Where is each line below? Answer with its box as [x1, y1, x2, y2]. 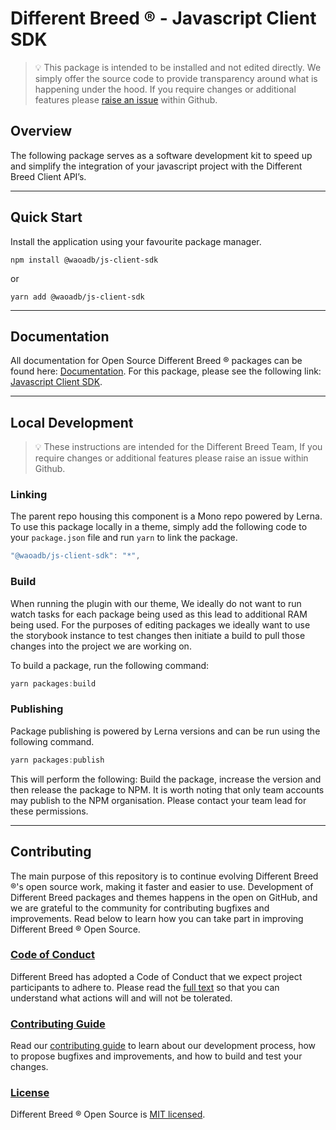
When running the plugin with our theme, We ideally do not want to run [10, 597, 302, 609]
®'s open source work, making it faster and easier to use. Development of [10, 880, 314, 892]
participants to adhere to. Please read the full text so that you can [10, 981, 280, 993]
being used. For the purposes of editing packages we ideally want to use [10, 618, 311, 631]
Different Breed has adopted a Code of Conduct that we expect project [10, 970, 303, 982]
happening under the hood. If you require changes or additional [34, 83, 297, 95]
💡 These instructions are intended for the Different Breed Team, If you [34, 441, 323, 453]
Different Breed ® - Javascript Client [10, 7, 317, 30]
